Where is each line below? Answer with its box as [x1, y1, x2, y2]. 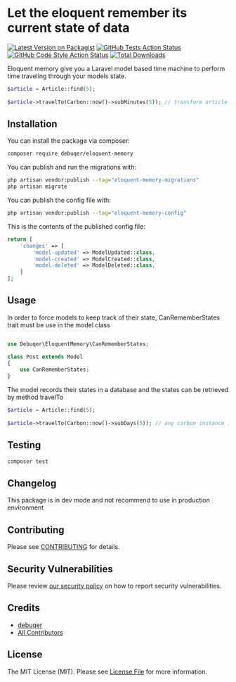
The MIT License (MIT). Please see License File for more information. [7, 667, 207, 676]
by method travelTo [7, 393, 64, 402]
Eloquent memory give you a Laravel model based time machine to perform [7, 64, 225, 72]
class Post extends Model [7, 353, 83, 360]
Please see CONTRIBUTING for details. [7, 543, 121, 551]
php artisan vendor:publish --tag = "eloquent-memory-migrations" [7, 177, 199, 184]
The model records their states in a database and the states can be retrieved [7, 386, 229, 394]
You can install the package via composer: [7, 137, 130, 145]
